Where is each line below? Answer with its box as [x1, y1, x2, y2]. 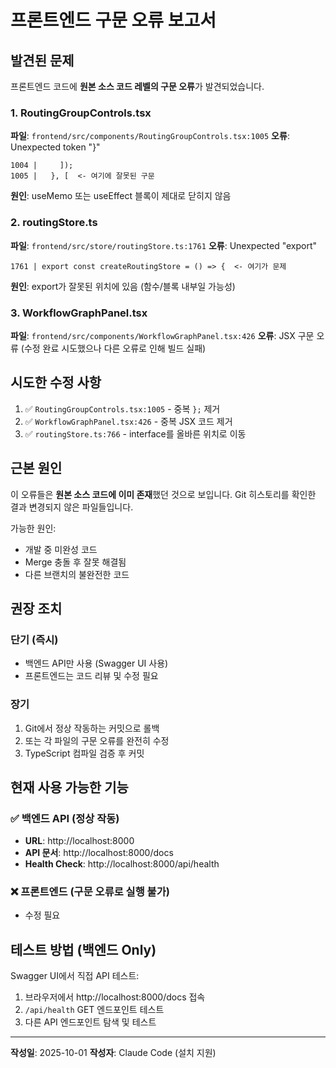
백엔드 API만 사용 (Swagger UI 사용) [24, 657, 169, 670]
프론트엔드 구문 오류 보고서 [10, 9, 217, 32]
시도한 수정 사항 [10, 374, 102, 391]
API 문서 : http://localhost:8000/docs [24, 847, 174, 859]
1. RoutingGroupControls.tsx [10, 106, 152, 120]
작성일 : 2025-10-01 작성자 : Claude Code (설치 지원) [10, 1047, 217, 1059]
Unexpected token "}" [10, 141, 101, 153]
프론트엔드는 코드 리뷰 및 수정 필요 [24, 670, 159, 682]
